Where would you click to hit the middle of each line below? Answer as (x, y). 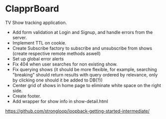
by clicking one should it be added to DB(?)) (58, 80)
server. (20, 37)
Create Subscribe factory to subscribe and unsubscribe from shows (82, 48)
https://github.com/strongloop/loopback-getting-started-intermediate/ (78, 111)
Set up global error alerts (38, 58)
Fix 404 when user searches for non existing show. (65, 64)
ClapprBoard (32, 9)
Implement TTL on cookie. (39, 42)
